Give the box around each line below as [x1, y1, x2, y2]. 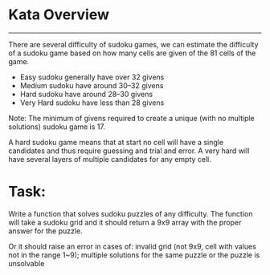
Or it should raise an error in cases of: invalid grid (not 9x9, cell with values [8, 241, 257, 251]
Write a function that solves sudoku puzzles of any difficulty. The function [8, 208, 253, 218]
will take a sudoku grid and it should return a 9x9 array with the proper [8, 217, 242, 227]
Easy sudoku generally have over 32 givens [19, 72, 165, 82]
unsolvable [8, 258, 45, 268]
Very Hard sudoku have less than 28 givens [19, 98, 165, 107]
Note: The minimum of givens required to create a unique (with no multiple [8, 113, 255, 123]
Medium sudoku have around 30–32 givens [19, 80, 164, 90]
